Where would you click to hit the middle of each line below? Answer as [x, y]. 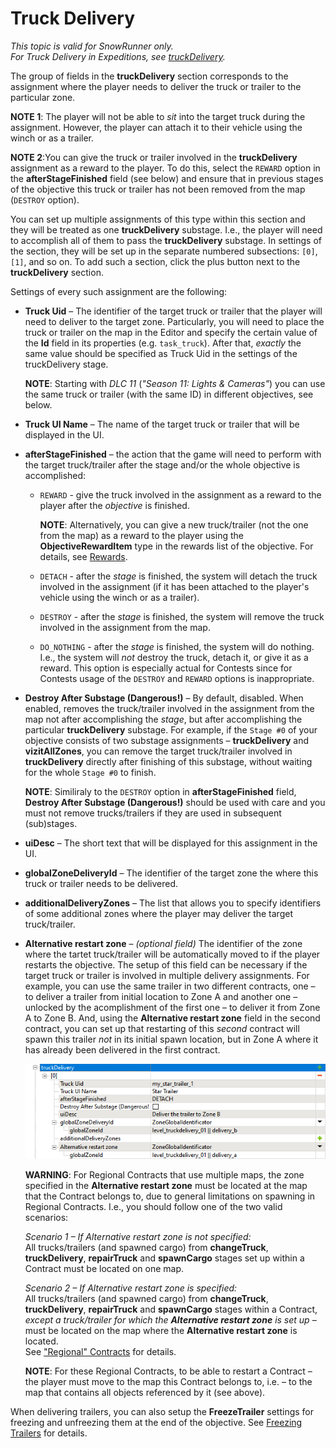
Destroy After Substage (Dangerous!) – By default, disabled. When [164, 698]
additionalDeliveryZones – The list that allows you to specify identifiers [173, 903]
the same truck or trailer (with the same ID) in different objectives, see [169, 394]
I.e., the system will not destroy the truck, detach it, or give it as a [174, 657]
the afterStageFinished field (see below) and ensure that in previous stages [167, 178]
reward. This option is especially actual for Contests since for [166, 668]
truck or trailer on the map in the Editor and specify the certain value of [171, 332]
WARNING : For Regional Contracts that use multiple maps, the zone [164, 1174]
